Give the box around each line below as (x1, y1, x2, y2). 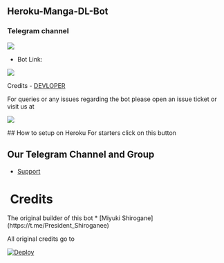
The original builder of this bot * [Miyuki (7, 214, 121, 222)
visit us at (7, 102, 35, 110)
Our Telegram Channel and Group (7, 149, 155, 161)
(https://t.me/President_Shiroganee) (7, 221, 109, 230)
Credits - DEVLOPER (7, 81, 66, 89)
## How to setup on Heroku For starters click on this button (7, 128, 176, 137)
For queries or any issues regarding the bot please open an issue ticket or (7, 95, 218, 103)
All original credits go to (7, 235, 75, 243)
